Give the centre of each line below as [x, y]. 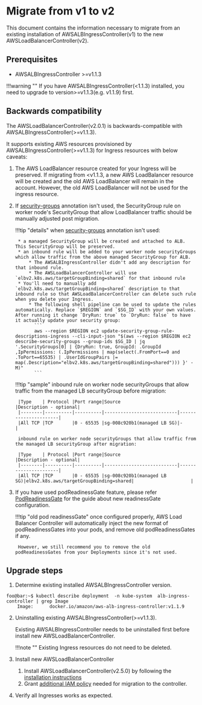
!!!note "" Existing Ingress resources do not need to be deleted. [93, 648]
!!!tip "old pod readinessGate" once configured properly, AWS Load [98, 516]
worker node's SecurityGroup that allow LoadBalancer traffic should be [103, 212]
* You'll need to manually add [57, 283]
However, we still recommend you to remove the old [84, 547]
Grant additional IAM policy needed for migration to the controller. [106, 684]
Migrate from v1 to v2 [60, 11]
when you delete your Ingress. [54, 299]
